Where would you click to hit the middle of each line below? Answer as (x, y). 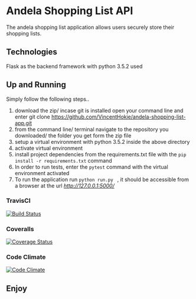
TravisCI (18, 201)
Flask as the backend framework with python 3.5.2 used (74, 66)
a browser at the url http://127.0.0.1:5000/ (65, 185)
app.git (23, 123)
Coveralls (20, 229)
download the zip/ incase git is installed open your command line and (99, 110)
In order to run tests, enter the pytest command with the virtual (91, 167)
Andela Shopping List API (70, 11)
